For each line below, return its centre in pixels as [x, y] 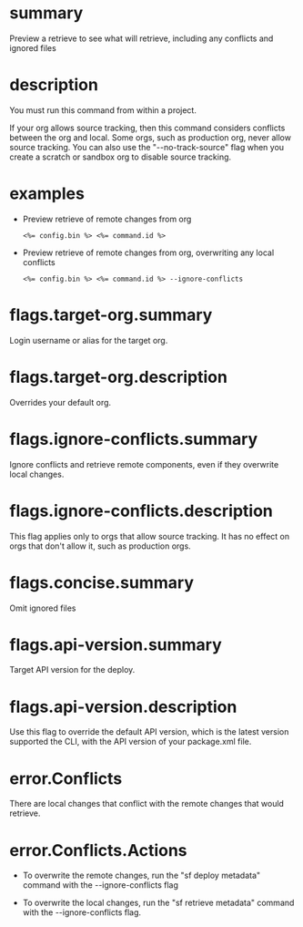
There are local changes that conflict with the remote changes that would [147, 804]
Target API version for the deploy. [72, 670]
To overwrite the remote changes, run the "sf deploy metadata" [141, 875]
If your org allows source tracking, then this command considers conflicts [147, 128]
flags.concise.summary [101, 582]
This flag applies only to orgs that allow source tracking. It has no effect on [150, 536]
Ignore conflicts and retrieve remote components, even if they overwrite [144, 464]
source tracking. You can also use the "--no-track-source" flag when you [147, 147]
